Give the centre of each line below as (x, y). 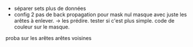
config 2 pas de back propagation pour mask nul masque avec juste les (100, 15)
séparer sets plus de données (50, 8)
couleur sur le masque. (42, 27)
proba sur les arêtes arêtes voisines (49, 38)
